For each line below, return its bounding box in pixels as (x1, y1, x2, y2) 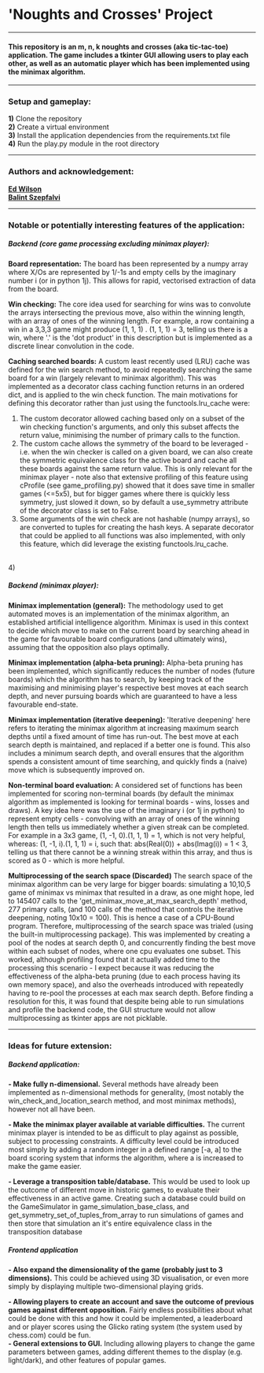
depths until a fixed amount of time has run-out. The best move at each (8, 731, 240, 741)
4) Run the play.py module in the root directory (8, 139, 159, 149)
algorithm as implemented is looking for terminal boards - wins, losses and (8, 797, 250, 807)
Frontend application (8, 1245, 79, 1255)
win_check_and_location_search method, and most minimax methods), (8, 1097, 237, 1106)
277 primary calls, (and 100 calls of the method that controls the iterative (8, 904, 244, 914)
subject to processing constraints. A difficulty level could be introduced (8, 1137, 240, 1146)
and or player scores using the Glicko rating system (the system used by (8, 1322, 243, 1332)
